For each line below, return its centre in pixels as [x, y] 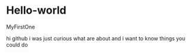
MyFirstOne [21, 27]
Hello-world [36, 10]
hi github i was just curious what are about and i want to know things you [96, 38]
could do [17, 45]
